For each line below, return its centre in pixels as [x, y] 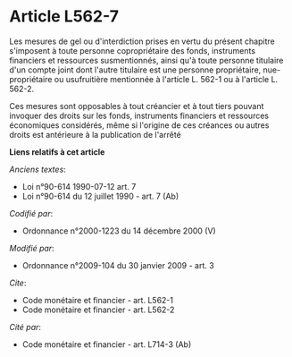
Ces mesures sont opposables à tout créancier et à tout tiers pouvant [137, 106]
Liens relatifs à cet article [57, 152]
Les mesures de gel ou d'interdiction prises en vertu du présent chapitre [142, 41]
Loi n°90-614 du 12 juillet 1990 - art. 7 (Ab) [100, 196]
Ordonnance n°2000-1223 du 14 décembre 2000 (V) [119, 231]
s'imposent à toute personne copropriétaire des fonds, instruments [133, 50]
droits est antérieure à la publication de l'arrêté [95, 134]
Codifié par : [31, 213]
